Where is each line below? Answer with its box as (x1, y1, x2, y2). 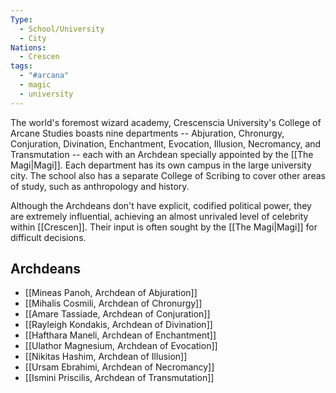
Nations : (10, 42, 47, 53)
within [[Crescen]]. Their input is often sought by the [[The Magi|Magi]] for (10, 221, 318, 233)
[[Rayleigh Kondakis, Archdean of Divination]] (24, 319, 213, 331)
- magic (19, 80, 52, 90)
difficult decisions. (10, 231, 87, 243)
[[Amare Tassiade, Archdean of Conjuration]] (24, 308, 211, 320)
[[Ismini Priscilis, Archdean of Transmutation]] (24, 372, 215, 384)
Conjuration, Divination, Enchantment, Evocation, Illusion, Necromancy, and (10, 137, 322, 150)
